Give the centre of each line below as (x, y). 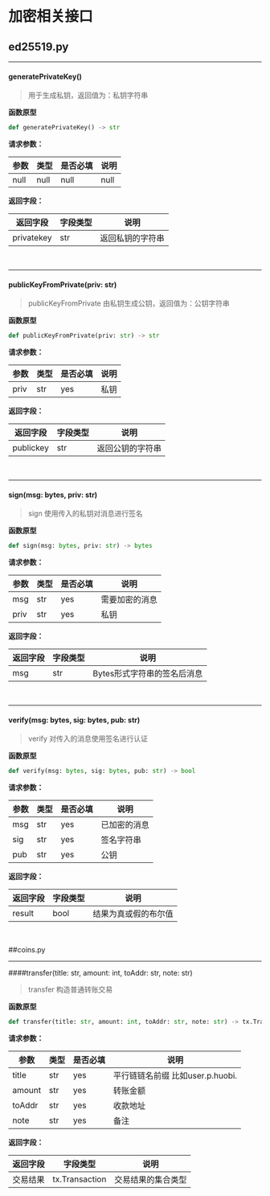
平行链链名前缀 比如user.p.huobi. (175, 1076)
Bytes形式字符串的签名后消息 (148, 674)
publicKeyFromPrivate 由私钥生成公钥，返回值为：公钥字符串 (129, 303)
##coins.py (27, 950)
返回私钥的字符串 (132, 238)
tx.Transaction (80, 1179)
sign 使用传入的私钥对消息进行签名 (85, 514)
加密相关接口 (51, 16)
